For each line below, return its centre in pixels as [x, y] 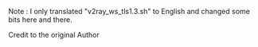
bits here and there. [41, 20]
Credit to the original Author [54, 35]
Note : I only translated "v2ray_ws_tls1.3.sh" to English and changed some [129, 11]
